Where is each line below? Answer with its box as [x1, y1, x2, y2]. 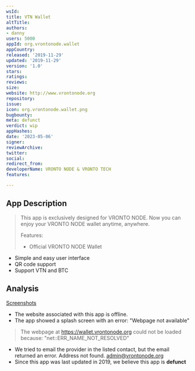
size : [6, 85, 19, 91]
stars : [6, 68, 22, 74]
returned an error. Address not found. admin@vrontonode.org [14, 352, 164, 359]
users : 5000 [6, 36, 35, 42]
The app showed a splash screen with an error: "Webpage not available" [14, 317, 190, 324]
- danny [6, 30, 25, 36]
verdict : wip [6, 123, 38, 129]
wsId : [6, 8, 19, 15]
